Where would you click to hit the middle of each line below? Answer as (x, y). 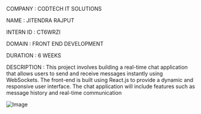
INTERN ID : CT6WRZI (33, 32)
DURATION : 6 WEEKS (34, 55)
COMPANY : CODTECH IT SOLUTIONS (54, 9)
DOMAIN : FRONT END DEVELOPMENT (55, 44)
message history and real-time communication (64, 93)
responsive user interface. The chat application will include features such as (101, 86)
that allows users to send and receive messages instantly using (85, 74)
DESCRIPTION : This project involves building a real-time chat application (97, 67)
